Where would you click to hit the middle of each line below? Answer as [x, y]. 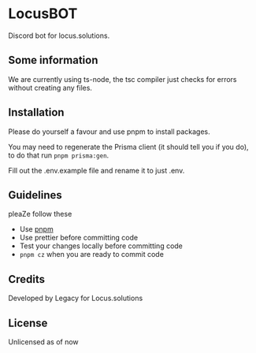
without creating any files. [50, 87]
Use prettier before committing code [79, 238]
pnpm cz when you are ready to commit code [91, 255]
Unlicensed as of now [43, 342]
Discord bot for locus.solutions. [59, 35]
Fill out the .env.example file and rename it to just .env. [96, 170]
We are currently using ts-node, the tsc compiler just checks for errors [123, 79]
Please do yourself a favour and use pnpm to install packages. [109, 132]
